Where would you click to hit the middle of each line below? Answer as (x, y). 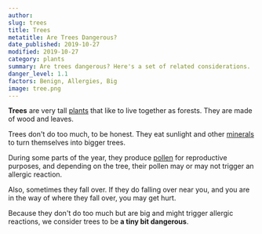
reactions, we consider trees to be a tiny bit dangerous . (98, 221)
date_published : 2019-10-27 (54, 45)
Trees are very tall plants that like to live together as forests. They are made (130, 111)
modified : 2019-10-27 (44, 52)
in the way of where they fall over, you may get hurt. (92, 198)
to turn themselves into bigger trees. (67, 143)
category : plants (36, 60)
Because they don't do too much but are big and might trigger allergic (121, 214)
